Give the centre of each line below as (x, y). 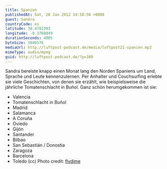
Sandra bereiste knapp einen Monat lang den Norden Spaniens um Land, (80, 71)
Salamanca (24, 113)
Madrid (20, 108)
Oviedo (20, 124)
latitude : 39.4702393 (28, 29)
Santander (23, 135)
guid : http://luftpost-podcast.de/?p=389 (49, 57)
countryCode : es (22, 24)
